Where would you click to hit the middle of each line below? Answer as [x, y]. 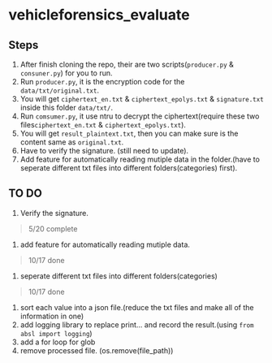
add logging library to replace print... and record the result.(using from [137, 324]
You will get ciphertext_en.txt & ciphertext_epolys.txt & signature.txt [142, 99]
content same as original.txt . [72, 142]
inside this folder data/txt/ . [67, 108]
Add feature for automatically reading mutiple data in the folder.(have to [140, 159]
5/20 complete [53, 228]
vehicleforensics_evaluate [99, 15]
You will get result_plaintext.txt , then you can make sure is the [129, 133]
